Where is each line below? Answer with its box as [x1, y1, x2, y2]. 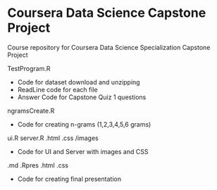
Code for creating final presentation [17, 175, 122, 183]
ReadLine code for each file [17, 85, 98, 94]
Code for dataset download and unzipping [17, 77, 140, 86]
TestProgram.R [7, 64, 51, 72]
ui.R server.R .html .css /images [7, 134, 99, 142]
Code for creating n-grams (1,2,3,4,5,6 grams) [17, 120, 151, 128]
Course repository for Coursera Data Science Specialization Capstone [7, 43, 211, 51]
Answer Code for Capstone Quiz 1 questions [17, 93, 147, 101]
